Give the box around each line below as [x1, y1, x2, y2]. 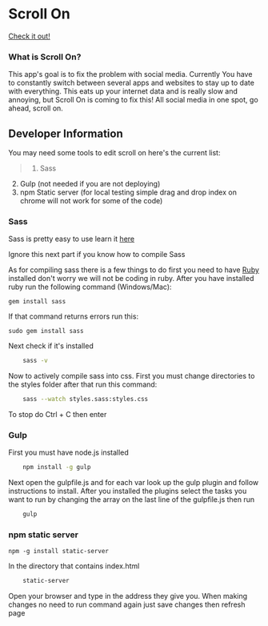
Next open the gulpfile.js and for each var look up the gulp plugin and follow [8, 478, 259, 488]
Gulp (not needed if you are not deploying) [19, 179, 161, 189]
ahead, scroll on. [8, 103, 64, 113]
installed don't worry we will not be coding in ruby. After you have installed [8, 274, 254, 283]
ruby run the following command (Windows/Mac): [8, 282, 172, 292]
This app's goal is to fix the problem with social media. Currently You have [8, 70, 253, 79]
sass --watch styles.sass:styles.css [22, 395, 149, 403]
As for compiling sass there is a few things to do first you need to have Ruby [8, 265, 260, 275]
